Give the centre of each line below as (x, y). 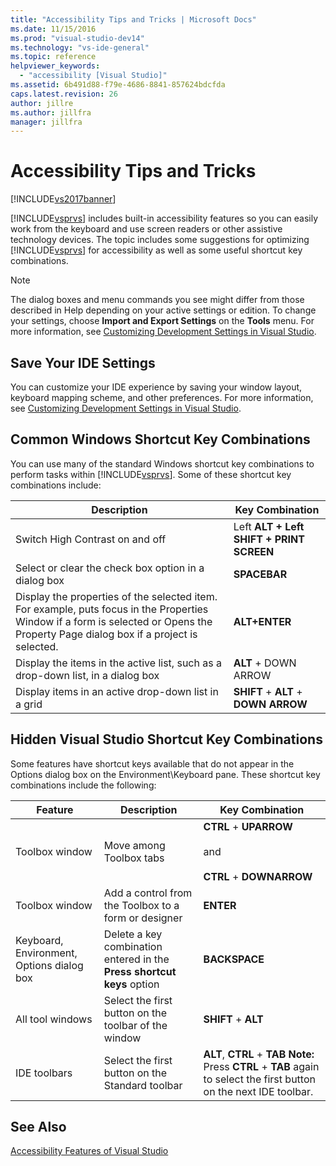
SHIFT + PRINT (269, 539)
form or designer (143, 918)
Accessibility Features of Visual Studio (89, 1151)
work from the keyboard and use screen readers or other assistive (146, 229)
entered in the (136, 959)
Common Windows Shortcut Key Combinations (160, 439)
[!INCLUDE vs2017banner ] (63, 199)
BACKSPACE (234, 959)
